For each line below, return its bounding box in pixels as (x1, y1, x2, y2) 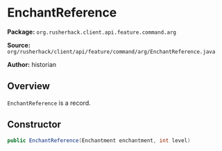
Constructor (7, 119, 61, 130)
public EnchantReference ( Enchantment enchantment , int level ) (7, 137, 191, 144)
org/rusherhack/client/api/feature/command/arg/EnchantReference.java (7, 48, 216, 55)
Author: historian (7, 60, 57, 68)
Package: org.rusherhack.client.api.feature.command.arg (7, 28, 177, 36)
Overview (7, 81, 51, 92)
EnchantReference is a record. (7, 99, 92, 107)
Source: (7, 41, 31, 49)
